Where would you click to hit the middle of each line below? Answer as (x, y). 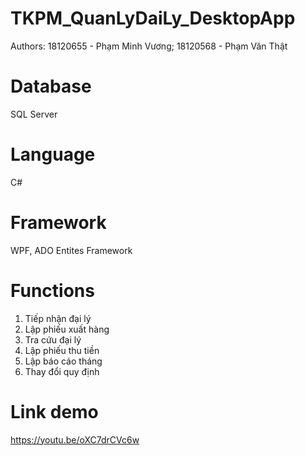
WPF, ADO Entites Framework (71, 250)
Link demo (54, 411)
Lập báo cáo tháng (63, 361)
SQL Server (34, 114)
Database (51, 86)
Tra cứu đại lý (53, 339)
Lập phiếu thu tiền (62, 350)
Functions (52, 290)
